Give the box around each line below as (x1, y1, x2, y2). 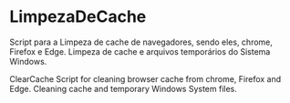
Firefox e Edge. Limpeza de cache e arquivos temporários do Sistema (9, 46, 271, 57)
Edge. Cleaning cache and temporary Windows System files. (9, 83, 237, 94)
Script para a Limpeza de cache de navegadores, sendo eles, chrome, (9, 36, 274, 47)
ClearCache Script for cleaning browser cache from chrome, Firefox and (9, 73, 282, 84)
